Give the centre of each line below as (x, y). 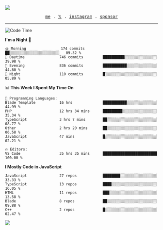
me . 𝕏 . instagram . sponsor (81, 16)
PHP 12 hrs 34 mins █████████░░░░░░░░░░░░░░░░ (81, 111)
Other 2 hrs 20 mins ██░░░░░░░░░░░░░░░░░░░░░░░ (81, 128)
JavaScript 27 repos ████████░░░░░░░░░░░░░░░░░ (81, 176)
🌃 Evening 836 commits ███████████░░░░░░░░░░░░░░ (81, 66)
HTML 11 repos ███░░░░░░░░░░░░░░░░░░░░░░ (81, 193)
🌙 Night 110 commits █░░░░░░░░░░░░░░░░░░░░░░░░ (81, 74)
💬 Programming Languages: (31, 99)
